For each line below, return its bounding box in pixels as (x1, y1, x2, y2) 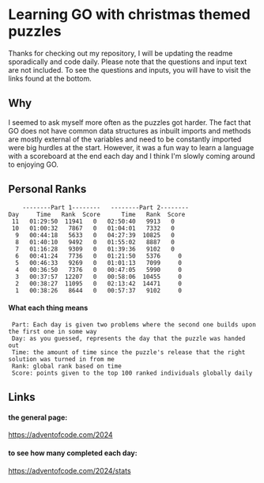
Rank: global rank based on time (11, 362, 123, 370)
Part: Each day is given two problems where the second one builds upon (11, 320, 257, 329)
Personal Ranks (8, 183, 87, 196)
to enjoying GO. (8, 160, 59, 169)
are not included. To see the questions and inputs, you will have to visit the (8, 65, 251, 74)
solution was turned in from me (8, 355, 115, 363)
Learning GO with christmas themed (8, 6, 251, 24)
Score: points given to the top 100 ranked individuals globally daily (11, 369, 253, 377)
